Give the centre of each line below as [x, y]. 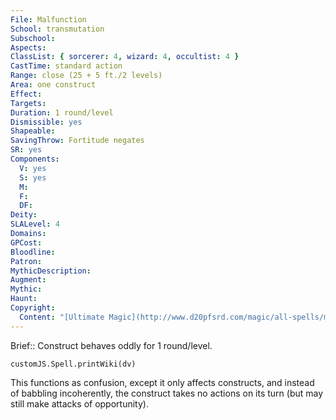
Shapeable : [33, 131]
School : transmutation [57, 29]
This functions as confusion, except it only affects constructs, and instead [162, 382]
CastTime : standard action [66, 66]
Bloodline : [33, 252]
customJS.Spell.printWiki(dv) [73, 364]
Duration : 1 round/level [62, 112]
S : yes [33, 177]
